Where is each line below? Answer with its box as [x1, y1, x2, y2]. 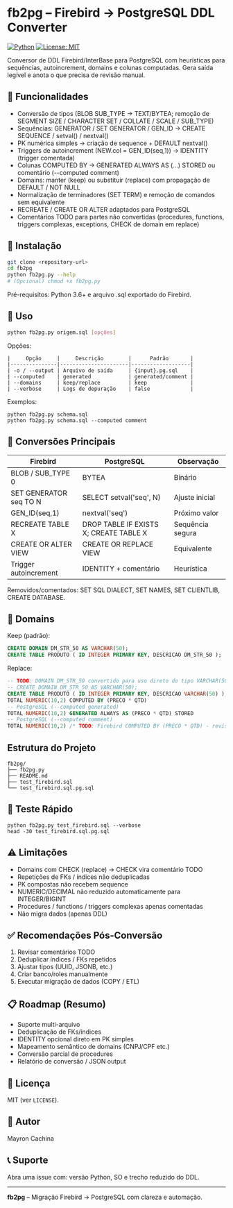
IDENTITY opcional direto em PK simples [17, 1035, 134, 1043]
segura [173, 528, 197, 537]
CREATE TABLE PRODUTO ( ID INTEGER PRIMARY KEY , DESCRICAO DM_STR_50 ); [7, 651, 222, 659]
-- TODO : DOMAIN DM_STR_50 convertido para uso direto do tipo [7, 678, 194, 685]
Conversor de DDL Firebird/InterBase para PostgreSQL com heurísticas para [7, 56, 225, 64]
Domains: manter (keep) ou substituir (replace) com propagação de [17, 176, 210, 184]
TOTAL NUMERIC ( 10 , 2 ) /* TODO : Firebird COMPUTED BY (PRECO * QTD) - [7, 723, 209, 730]
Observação [177, 456, 219, 466]
